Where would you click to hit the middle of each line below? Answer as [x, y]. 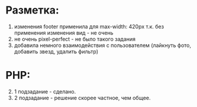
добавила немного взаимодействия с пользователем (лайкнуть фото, [103, 45]
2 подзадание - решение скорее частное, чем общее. [83, 98]
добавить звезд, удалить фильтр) [56, 51]
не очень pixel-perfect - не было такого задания [75, 39]
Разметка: [33, 10]
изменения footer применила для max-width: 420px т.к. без [89, 26]
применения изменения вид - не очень [64, 32]
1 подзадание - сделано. [45, 91]
